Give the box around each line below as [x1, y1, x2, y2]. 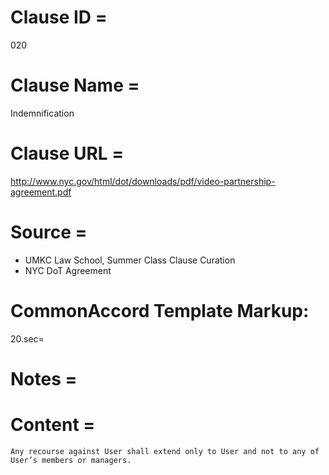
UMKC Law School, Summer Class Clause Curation [24, 254, 236, 266]
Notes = [10, 367, 78, 390]
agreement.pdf [10, 186, 72, 198]
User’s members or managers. [10, 455, 132, 465]
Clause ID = [10, 6, 108, 29]
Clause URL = [10, 142, 125, 165]
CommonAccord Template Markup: [10, 299, 310, 322]
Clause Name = [10, 74, 140, 97]
